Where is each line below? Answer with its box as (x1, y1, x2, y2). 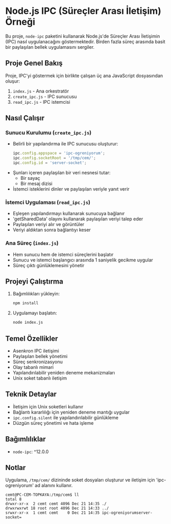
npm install (12, 301, 39, 306)
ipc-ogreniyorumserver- (102, 510, 153, 516)
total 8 (5, 497, 22, 502)
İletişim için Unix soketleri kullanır (12, 403, 84, 409)
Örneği (5, 16, 35, 28)
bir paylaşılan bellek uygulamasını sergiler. (5, 44, 95, 50)
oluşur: (5, 78, 21, 84)
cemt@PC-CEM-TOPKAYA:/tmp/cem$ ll (5, 492, 80, 498)
